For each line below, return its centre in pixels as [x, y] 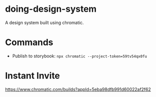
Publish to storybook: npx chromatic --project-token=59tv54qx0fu [79, 56]
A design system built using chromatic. [45, 23]
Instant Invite [32, 76]
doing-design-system [51, 9]
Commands [29, 42]
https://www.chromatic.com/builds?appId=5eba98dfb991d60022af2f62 [78, 89]
